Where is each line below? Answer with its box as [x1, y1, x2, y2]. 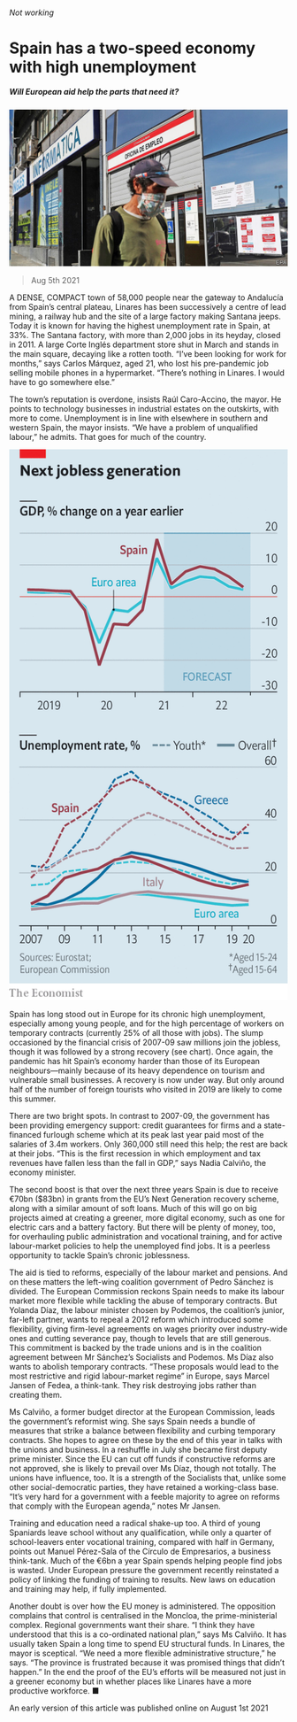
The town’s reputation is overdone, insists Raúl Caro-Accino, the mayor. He [9, 394, 282, 405]
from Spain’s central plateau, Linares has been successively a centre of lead [9, 302, 286, 313]
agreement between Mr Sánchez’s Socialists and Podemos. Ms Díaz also [9, 1351, 274, 1363]
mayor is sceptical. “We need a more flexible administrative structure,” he [9, 1648, 277, 1658]
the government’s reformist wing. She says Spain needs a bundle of [9, 1416, 256, 1426]
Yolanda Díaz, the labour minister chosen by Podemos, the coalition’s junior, [9, 1304, 286, 1315]
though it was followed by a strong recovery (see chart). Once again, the [9, 1046, 274, 1057]
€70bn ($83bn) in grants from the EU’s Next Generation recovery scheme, [9, 1193, 280, 1204]
